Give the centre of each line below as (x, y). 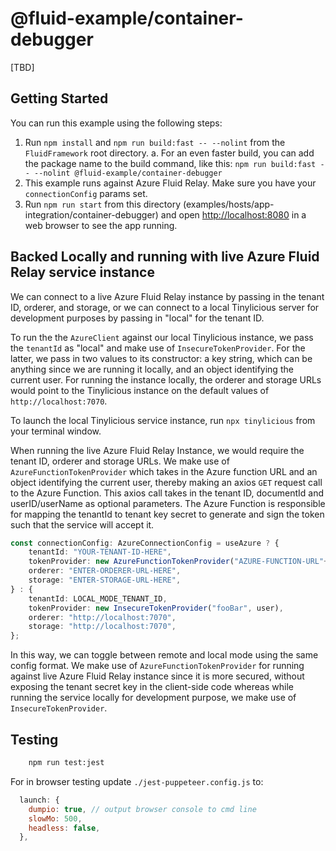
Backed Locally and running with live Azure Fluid (165, 257)
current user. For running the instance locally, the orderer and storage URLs (166, 379)
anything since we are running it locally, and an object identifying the (152, 369)
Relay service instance (82, 272)
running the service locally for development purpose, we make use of (153, 698)
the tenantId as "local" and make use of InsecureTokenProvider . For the (158, 348)
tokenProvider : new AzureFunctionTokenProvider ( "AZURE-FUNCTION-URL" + (178, 562)
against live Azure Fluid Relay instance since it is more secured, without (157, 676)
